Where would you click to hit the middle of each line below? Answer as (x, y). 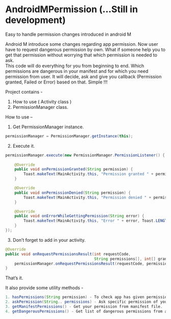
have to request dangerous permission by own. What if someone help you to (85, 49)
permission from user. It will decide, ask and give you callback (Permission (83, 76)
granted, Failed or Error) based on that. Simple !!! (56, 82)
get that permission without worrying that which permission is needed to (81, 55)
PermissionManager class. (40, 107)
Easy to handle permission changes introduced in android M (68, 34)
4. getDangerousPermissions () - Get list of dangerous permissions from (84, 311)
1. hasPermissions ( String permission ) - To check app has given (75, 297)
